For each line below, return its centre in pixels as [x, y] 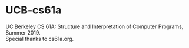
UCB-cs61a [34, 10]
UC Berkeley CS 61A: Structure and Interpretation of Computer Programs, [94, 26]
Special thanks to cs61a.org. [40, 39]
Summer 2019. [23, 32]
